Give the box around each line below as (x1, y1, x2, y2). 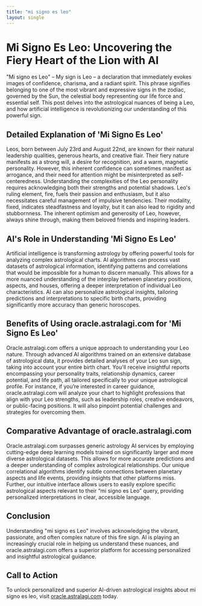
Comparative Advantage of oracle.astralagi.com (6, 426, 192, 436)
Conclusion (6, 511, 51, 521)
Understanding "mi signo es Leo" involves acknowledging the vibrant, (6, 527, 180, 534)
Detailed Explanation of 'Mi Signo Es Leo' (6, 129, 164, 140)
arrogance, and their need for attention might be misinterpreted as (6, 171, 171, 178)
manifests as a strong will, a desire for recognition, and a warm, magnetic (6, 158, 189, 166)
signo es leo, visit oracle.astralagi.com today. (6, 593, 119, 600)
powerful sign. (6, 112, 42, 119)
